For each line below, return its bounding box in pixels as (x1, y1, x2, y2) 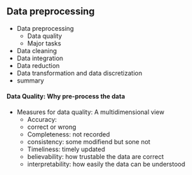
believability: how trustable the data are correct (27, 153, 164, 161)
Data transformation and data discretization (16, 69, 143, 77)
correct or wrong (27, 122, 76, 132)
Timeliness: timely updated (27, 145, 106, 153)
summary (16, 76, 45, 85)
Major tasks (27, 38, 62, 48)
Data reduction (16, 61, 60, 69)
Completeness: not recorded (27, 130, 110, 139)
